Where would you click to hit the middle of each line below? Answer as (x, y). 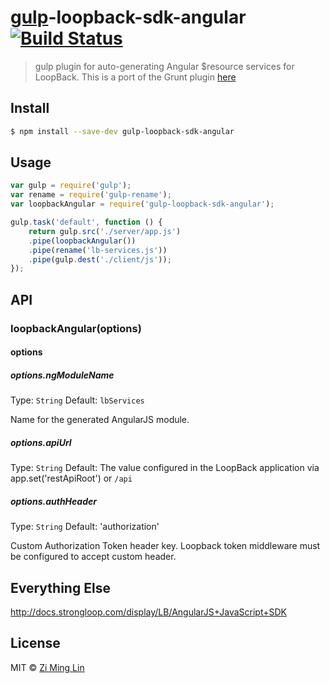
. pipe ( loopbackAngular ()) (82, 241)
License (35, 643)
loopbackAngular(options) (76, 328)
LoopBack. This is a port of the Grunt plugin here (135, 77)
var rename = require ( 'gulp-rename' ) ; (91, 195)
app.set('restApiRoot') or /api (71, 478)
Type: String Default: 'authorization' (85, 527)
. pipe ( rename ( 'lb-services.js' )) (98, 250)
